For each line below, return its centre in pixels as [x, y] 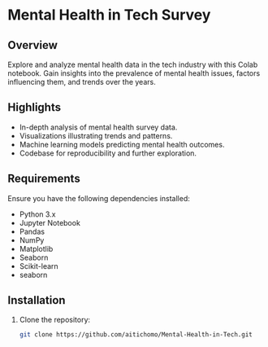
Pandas [32, 231]
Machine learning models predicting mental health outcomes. [122, 144]
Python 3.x [37, 214]
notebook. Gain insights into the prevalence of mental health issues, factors [134, 73]
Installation [37, 300]
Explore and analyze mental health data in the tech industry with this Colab [133, 64]
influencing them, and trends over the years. [82, 82]
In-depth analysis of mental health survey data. [98, 127]
